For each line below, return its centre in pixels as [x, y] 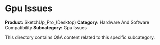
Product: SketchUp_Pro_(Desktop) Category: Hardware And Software [77, 22]
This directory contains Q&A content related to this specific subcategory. [80, 37]
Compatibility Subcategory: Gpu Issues [46, 27]
